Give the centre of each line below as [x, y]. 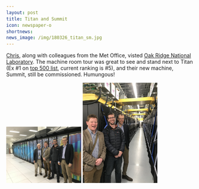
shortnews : [20, 32]
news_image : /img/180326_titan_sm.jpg [54, 38]
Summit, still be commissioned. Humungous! [61, 75]
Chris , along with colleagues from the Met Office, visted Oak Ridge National [99, 55]
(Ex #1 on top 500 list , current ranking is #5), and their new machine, [90, 68]
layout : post [22, 13]
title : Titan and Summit [37, 19]
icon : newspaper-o [29, 25]
